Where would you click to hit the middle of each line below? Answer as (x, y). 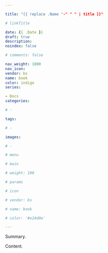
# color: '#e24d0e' (25, 218)
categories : (17, 101)
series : (13, 87)
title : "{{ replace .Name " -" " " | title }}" (54, 14)
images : (13, 137)
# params (14, 182)
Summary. (16, 237)
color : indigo (20, 83)
